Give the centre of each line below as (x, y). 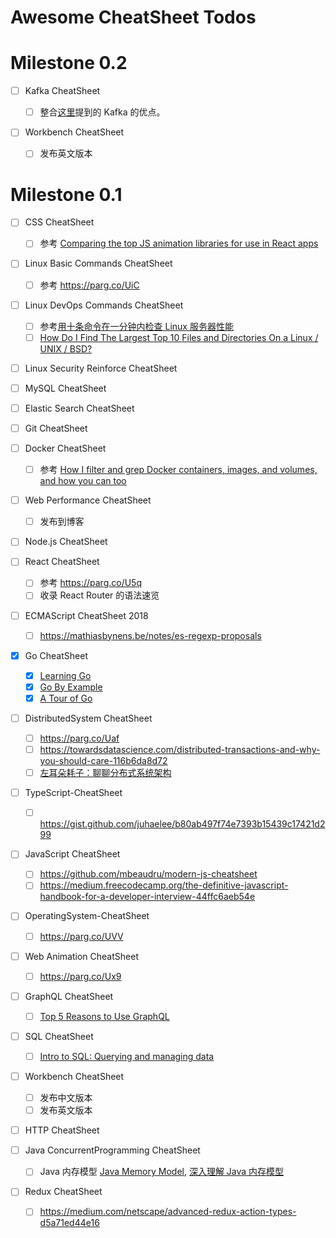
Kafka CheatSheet (62, 91)
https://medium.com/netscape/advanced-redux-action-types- (168, 1212)
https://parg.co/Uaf (79, 738)
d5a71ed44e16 (69, 1223)
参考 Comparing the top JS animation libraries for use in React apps (179, 243)
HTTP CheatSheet (62, 1130)
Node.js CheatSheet (66, 542)
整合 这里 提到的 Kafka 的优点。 (102, 112)
